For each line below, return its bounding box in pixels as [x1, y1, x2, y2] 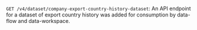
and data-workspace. [18, 18, 71, 24]
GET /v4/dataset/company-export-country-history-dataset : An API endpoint [6, 5, 191, 12]
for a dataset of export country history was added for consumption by [6, 11, 176, 18]
